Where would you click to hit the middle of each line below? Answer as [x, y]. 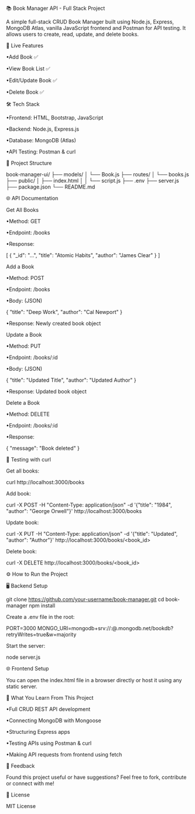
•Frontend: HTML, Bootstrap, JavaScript [55, 118]
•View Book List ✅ [28, 69]
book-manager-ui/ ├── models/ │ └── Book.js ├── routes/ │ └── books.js [97, 174]
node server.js [23, 657]
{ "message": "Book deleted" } [43, 448]
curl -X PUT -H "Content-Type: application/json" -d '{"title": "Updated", [92, 534]
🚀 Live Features [25, 45]
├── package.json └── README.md [51, 187]
